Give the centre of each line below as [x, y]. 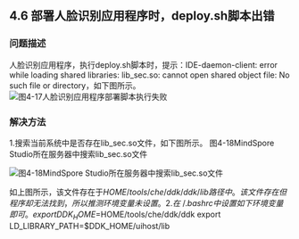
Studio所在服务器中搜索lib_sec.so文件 [79, 153]
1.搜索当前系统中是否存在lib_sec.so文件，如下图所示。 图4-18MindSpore [142, 143]
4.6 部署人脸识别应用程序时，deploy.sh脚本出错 [142, 16]
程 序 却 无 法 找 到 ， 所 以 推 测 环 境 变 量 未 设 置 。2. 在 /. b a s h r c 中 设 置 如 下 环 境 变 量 [146, 202]
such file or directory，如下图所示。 [75, 85]
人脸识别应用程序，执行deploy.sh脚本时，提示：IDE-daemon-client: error [144, 64]
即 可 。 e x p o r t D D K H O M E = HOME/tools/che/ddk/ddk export [115, 215]
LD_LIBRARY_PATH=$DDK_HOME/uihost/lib [90, 226]
